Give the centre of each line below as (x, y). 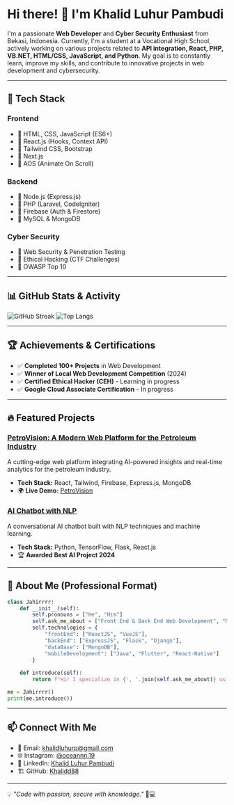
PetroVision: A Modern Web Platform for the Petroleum (102, 438)
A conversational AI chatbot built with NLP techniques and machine (104, 526)
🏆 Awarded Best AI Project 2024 (66, 555)
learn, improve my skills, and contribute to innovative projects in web (106, 63)
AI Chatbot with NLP (42, 511)
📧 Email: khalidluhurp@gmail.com (65, 748)
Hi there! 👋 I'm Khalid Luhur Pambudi (116, 14)
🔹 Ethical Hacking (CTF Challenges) (69, 260)
